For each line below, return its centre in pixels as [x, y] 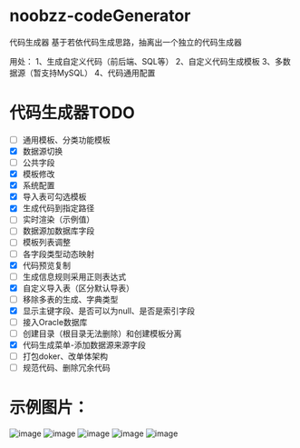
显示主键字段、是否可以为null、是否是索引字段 [109, 311]
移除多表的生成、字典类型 [70, 299]
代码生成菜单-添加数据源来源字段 [84, 345]
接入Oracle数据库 [55, 322]
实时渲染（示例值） [58, 220]
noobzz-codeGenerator [100, 16]
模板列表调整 [46, 243]
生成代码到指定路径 [58, 208]
